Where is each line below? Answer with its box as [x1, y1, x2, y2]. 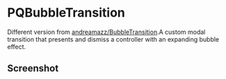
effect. [7, 42, 26, 51]
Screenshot [7, 62, 59, 74]
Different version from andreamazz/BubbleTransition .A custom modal [7, 28, 206, 36]
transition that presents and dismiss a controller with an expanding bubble [7, 35, 220, 43]
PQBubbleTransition [7, 5, 125, 21]
